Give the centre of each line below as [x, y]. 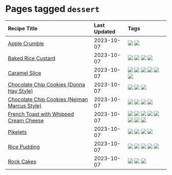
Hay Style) [20, 91]
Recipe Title [23, 28]
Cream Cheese [26, 120]
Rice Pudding [24, 147]
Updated [105, 31]
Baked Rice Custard [31, 58]
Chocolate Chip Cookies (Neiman [48, 99]
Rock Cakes [22, 161]
